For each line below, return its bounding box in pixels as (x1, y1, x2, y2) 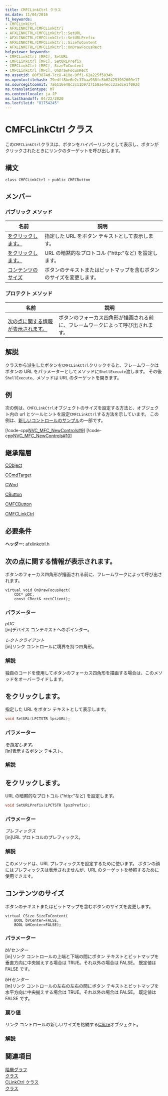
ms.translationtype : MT (5, 86, 55, 92)
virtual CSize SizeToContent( (5, 913, 68, 918)
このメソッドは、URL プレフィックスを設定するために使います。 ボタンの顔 (5, 860, 160, 866)
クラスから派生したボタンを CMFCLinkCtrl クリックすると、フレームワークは (5, 362, 159, 368)
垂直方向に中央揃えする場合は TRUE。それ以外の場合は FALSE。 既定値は (5, 960, 156, 966)
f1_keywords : (5, 17, 32, 22)
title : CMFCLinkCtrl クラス (5, 7, 61, 13)
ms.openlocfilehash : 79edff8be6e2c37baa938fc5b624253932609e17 (5, 77, 140, 82)
